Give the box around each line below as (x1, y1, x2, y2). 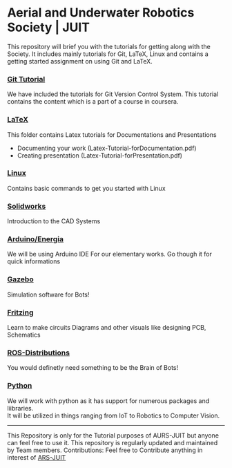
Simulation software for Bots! (7, 290, 90, 299)
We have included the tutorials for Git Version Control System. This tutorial (7, 90, 219, 98)
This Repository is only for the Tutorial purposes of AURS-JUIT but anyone (7, 431, 220, 440)
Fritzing (7, 308, 34, 317)
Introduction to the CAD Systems (7, 217, 101, 225)
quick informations (7, 257, 61, 265)
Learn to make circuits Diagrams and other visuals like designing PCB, (7, 324, 206, 332)
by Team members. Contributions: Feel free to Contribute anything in (7, 446, 203, 454)
